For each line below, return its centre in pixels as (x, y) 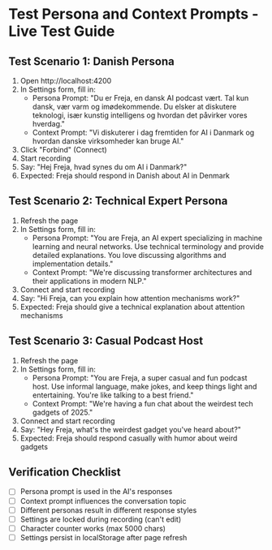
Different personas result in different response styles (108, 510)
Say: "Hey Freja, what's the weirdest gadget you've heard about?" (131, 429)
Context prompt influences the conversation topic (103, 501)
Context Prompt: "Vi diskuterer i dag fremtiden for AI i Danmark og (143, 132)
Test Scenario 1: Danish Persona (91, 61)
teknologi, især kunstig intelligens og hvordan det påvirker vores (140, 115)
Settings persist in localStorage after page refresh (104, 537)
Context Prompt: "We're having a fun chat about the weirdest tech (142, 403)
